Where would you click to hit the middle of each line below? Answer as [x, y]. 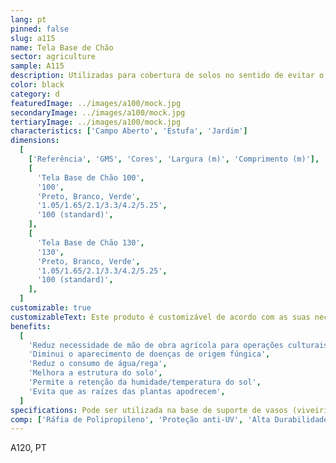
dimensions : [35, 141]
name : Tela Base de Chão [62, 47]
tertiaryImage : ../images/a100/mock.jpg [96, 122]
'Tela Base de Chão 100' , [90, 177]
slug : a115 [33, 38]
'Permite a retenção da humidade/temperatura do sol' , [145, 382]
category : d [35, 94]
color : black [37, 85]
